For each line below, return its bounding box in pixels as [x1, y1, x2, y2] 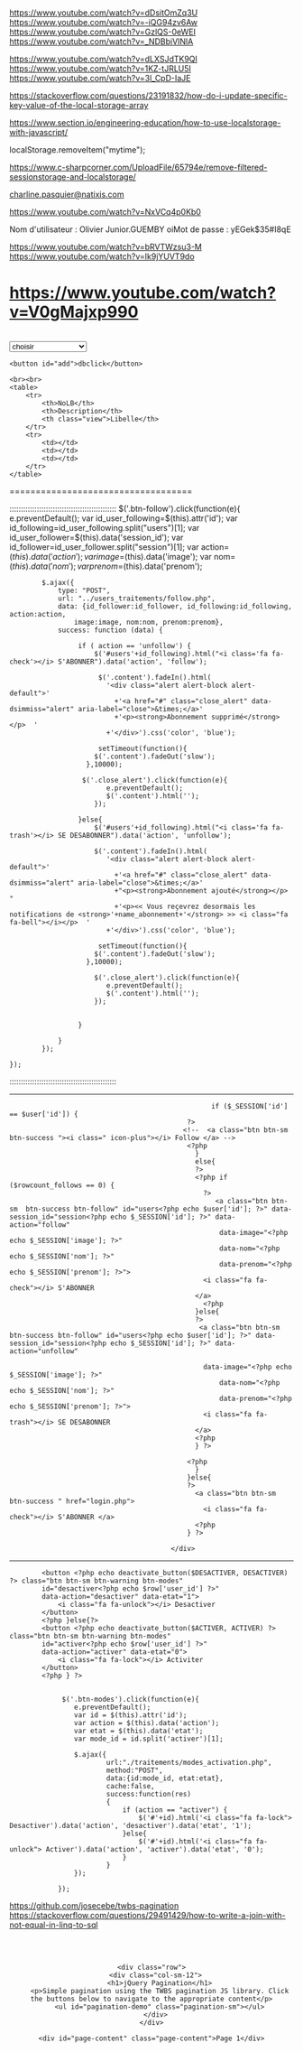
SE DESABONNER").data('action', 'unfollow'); [57, 831, 232, 840]
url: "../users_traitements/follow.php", [57, 594, 216, 603]
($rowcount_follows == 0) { [9, 1181, 115, 1190]
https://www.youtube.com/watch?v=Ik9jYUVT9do [9, 251, 196, 262]
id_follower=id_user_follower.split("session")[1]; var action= [9, 542, 230, 552]
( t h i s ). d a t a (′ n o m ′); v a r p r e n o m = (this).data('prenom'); [9, 561, 203, 571]
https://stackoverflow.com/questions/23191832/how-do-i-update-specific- [9, 90, 289, 101]
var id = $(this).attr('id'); [73, 1711, 188, 1720]
